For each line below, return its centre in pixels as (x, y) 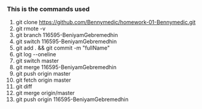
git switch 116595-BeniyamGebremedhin (66, 42)
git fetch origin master (43, 80)
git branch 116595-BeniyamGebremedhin (67, 35)
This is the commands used (48, 9)
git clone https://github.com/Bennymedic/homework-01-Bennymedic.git (106, 22)
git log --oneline (36, 54)
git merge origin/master (45, 93)
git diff (24, 87)
